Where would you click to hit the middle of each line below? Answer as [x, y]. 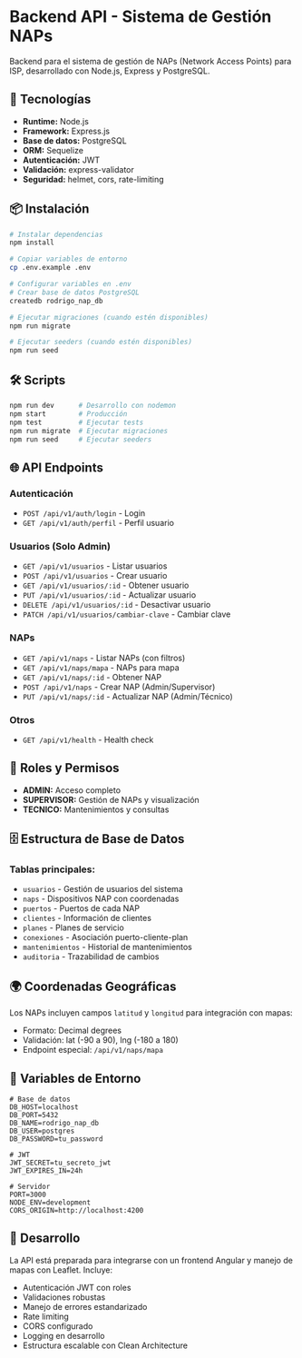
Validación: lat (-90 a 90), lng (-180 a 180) [100, 1040]
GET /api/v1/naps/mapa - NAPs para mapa [101, 667]
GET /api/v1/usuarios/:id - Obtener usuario [106, 585]
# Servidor [30, 1187]
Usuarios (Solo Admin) [60, 546]
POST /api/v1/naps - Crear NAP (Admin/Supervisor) [119, 687]
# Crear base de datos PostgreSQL [75, 292]
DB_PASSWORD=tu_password [56, 1139]
